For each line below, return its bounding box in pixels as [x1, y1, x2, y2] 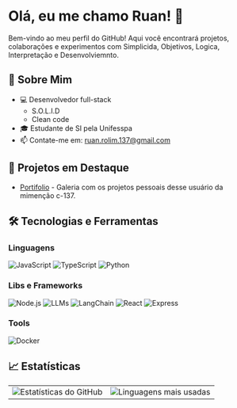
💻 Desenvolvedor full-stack [19, 94, 112, 104]
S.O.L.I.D [31, 106, 60, 116]
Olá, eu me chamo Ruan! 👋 [8, 7, 184, 25]
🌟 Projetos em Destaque [8, 162, 129, 175]
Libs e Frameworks [8, 280, 83, 292]
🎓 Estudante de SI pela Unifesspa [19, 123, 133, 133]
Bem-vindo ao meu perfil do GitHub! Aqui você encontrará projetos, [8, 33, 230, 43]
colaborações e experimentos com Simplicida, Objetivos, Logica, [8, 41, 220, 51]
